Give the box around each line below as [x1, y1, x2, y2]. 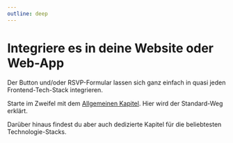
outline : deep [7, 10, 49, 17]
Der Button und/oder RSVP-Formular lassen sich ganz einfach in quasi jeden [7, 78, 226, 86]
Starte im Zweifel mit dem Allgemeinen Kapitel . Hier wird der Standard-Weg [7, 99, 223, 107]
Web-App [7, 55, 65, 70]
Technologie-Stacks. [7, 127, 67, 136]
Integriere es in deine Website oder [7, 40, 214, 56]
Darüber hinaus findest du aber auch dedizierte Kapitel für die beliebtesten [7, 120, 222, 128]
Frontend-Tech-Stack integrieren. [7, 85, 103, 94]
